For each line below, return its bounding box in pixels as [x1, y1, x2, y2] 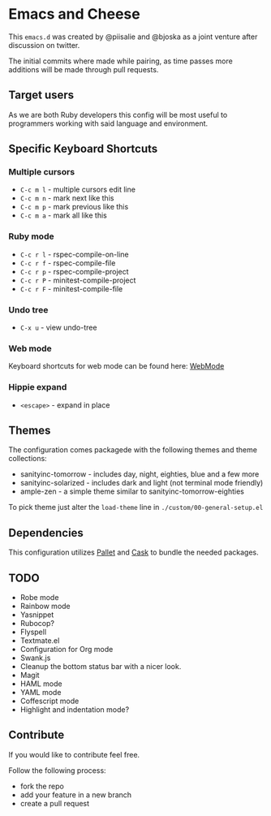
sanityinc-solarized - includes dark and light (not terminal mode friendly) [19, 478, 264, 488]
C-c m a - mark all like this [19, 210, 107, 220]
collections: [8, 454, 47, 464]
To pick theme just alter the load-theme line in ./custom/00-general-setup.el [8, 503, 264, 512]
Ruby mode [8, 231, 54, 242]
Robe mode [19, 593, 59, 602]
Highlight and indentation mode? [19, 705, 130, 715]
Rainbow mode [19, 602, 71, 611]
